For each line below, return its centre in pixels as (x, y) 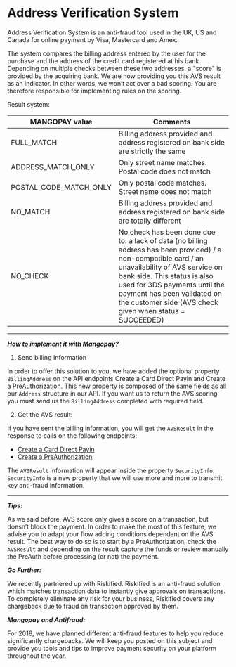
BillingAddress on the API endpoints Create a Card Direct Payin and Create (117, 378)
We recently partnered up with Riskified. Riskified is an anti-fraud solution (114, 583)
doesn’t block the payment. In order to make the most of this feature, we (112, 526)
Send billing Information (52, 357)
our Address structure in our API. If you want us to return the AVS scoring (112, 393)
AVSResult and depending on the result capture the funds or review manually (118, 549)
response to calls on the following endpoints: (72, 435)
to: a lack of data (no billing (163, 240)
